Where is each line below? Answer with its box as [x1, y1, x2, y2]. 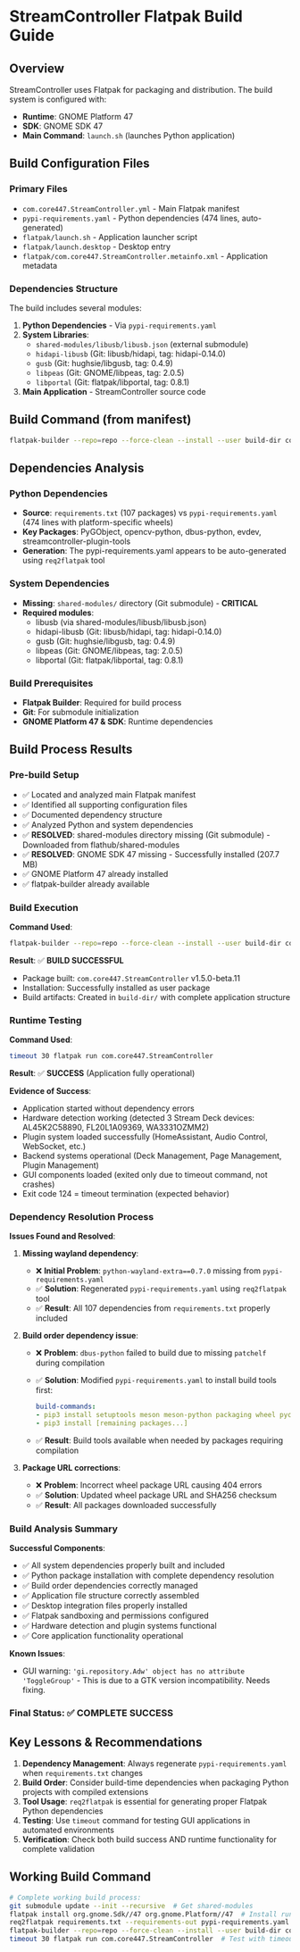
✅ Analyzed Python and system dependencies [21, 819, 194, 830]
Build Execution [9, 901, 79, 913]
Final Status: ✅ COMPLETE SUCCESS [9, 1707, 174, 1720]
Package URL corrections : [21, 1462, 121, 1472]
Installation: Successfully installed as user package [21, 982, 211, 993]
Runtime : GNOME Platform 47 [21, 112, 134, 121]
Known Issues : [9, 1648, 65, 1659]
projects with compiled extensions [21, 1786, 149, 1797]
